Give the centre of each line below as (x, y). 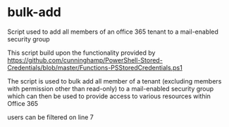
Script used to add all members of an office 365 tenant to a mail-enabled (113, 32)
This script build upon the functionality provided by (81, 53)
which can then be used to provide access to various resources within (109, 96)
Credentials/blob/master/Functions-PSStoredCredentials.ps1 (95, 67)
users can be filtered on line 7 (50, 117)
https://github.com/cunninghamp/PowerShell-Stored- (85, 60)
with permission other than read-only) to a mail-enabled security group (111, 88)
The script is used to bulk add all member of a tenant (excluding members (114, 81)
